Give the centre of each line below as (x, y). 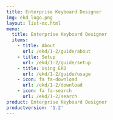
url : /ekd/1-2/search (50, 96)
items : (20, 40)
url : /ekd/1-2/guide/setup (56, 62)
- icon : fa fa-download (47, 79)
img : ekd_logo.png (29, 18)
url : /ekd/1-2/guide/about (56, 52)
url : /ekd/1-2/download (53, 85)
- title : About (36, 46)
